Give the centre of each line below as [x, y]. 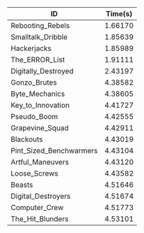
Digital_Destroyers [41, 196]
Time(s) [119, 14]
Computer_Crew [37, 207]
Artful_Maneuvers [40, 162]
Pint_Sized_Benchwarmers [54, 151]
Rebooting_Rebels [40, 26]
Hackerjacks [31, 48]
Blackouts [27, 139]
